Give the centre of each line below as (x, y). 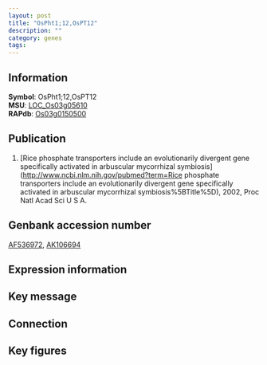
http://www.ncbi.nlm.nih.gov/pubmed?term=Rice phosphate (121, 175)
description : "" (35, 30)
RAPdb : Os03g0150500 (47, 113)
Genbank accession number (80, 225)
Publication (37, 139)
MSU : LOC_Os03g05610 (48, 105)
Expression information (68, 269)
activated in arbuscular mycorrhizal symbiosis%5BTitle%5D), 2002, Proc (139, 191)
